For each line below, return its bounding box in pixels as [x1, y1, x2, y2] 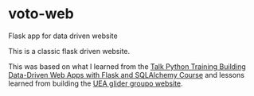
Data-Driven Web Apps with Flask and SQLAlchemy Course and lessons [8, 70, 245, 79]
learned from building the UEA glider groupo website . [8, 79, 183, 88]
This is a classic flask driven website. [8, 46, 131, 56]
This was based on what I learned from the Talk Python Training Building [8, 61, 247, 71]
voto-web [8, 5, 74, 23]
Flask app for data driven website [8, 31, 118, 40]
